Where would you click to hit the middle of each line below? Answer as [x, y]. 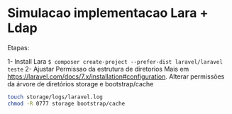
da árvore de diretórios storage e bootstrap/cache [81, 84]
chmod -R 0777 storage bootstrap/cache [66, 103]
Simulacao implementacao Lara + [108, 13]
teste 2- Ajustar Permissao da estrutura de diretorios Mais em [98, 69]
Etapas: [18, 47]
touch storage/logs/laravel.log [55, 97]
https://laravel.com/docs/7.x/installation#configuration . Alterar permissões [116, 76]
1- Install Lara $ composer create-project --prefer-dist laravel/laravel [115, 61]
